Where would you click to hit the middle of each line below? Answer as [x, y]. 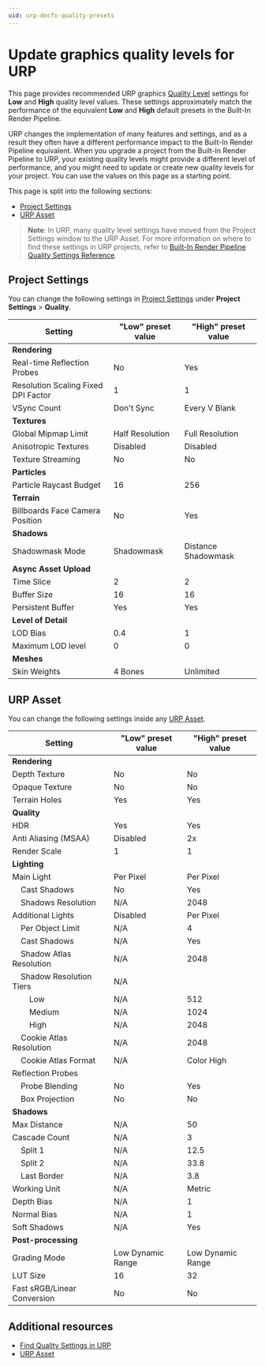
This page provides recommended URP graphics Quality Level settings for [129, 93]
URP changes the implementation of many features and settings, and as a [127, 133]
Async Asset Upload [51, 569]
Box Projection [48, 1099]
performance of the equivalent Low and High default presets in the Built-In [129, 110]
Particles [29, 472]
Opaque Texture [42, 787]
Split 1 [33, 1150]
